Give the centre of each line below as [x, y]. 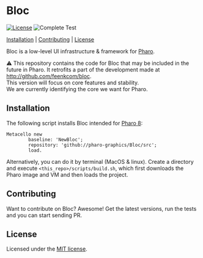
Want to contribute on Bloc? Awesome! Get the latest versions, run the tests [102, 208]
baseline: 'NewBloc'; [56, 139]
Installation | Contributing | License [50, 39]
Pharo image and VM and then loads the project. [67, 174]
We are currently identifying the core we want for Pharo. [77, 89]
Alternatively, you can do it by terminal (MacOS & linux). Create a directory [100, 161]
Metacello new [24, 134]
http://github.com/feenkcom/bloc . [49, 76]
